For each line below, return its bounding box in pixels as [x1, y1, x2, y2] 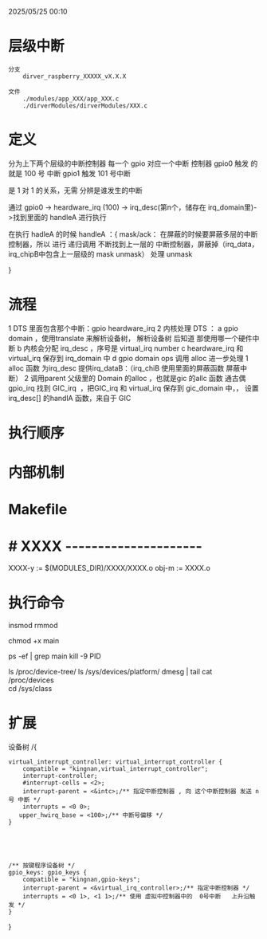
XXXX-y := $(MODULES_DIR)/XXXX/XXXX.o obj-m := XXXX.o [8, 564, 211, 573]
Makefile [8, 501, 68, 519]
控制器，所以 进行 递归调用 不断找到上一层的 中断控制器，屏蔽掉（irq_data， [8, 239, 259, 249]
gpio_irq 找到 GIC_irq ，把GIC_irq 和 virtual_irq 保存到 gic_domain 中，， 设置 [8, 383, 259, 393]
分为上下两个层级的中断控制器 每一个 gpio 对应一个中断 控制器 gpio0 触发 [8, 159, 249, 168]
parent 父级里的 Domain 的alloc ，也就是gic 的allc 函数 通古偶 [44, 373, 246, 383]
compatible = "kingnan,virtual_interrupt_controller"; [22, 765, 209, 773]
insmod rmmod [8, 621, 58, 631]
